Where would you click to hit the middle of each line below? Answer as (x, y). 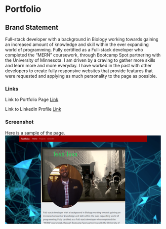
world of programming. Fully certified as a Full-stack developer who (74, 50)
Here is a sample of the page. (35, 133)
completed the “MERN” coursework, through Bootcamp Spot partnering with (83, 55)
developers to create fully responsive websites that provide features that (79, 71)
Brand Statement (32, 27)
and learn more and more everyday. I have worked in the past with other (79, 66)
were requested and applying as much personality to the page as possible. (81, 76)
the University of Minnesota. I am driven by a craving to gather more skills (80, 60)
